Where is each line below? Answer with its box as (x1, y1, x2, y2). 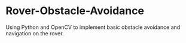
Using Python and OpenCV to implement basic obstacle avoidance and (5, 24, 181, 31)
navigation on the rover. (5, 29, 64, 37)
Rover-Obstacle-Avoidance (5, 4, 145, 18)
